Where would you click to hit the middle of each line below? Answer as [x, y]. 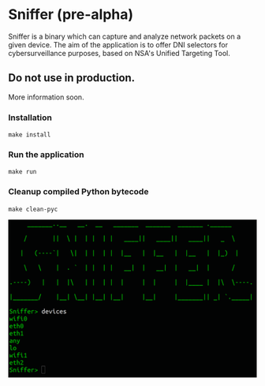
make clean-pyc [33, 209]
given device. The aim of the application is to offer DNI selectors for [118, 44]
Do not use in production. [72, 78]
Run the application [46, 154]
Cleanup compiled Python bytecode [78, 192]
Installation [30, 118]
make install [30, 135]
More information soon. [46, 97]
